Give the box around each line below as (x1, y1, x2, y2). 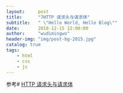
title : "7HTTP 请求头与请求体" (6, 14, 90, 20)
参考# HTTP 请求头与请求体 (6, 81, 73, 88)
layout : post (6, 8, 49, 15)
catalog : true (6, 42, 41, 48)
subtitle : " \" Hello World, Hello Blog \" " (6, 20, 118, 25)
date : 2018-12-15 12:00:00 (6, 25, 89, 31)
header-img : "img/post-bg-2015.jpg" (6, 36, 96, 42)
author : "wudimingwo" (6, 31, 70, 37)
